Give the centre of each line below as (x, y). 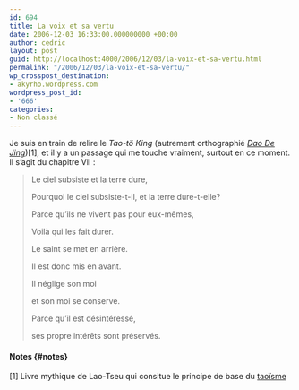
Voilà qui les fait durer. (72, 232)
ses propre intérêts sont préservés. (96, 336)
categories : (31, 109)
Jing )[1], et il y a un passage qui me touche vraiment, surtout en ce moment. (150, 152)
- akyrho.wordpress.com (54, 84)
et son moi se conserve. (76, 301)
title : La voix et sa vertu (62, 26)
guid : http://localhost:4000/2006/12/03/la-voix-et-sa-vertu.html (136, 59)
